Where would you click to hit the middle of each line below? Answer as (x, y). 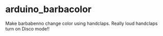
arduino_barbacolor (48, 9)
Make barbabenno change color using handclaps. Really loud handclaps (81, 23)
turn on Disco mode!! (27, 28)
